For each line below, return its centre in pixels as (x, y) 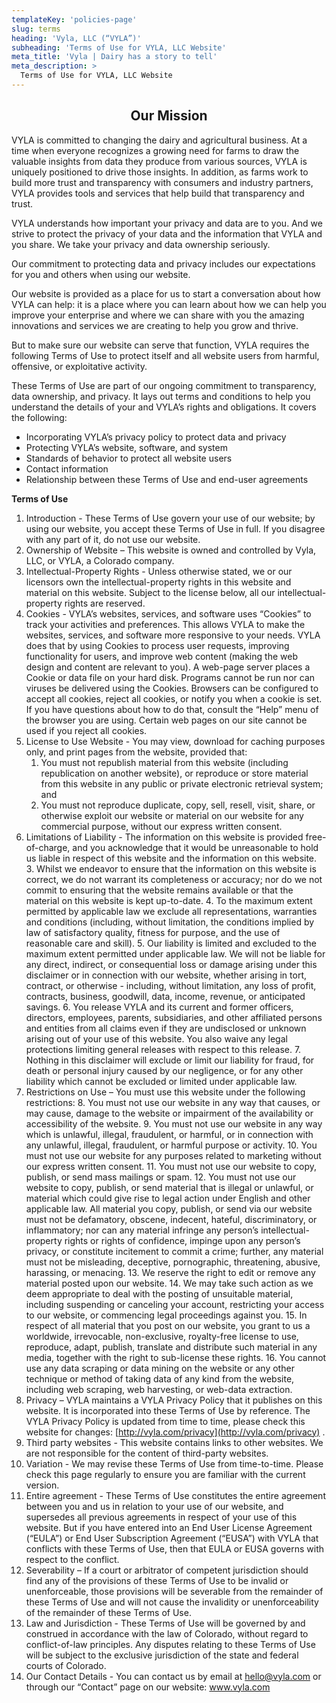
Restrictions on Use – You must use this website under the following (165, 1092)
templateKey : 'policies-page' (74, 19)
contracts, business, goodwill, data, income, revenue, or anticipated (165, 996)
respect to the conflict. (72, 1559)
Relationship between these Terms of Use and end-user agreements (167, 479)
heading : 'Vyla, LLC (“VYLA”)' (76, 38)
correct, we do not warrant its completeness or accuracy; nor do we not (174, 879)
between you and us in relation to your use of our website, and (154, 1506)
